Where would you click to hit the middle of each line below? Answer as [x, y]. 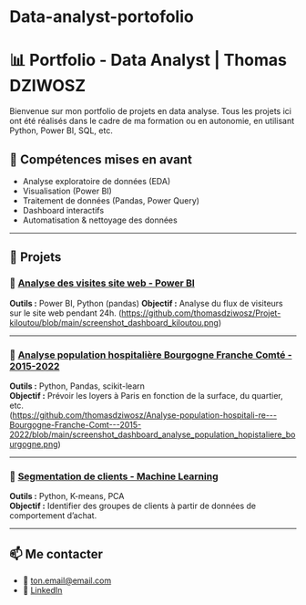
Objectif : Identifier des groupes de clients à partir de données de [133, 506]
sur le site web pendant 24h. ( [66, 313]
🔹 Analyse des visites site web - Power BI [102, 283]
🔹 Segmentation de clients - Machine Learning [114, 476]
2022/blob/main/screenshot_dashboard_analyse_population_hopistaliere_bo [153, 434]
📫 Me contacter [56, 554]
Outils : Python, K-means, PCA [67, 496]
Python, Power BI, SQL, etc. [61, 130]
